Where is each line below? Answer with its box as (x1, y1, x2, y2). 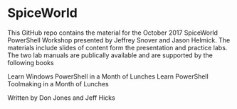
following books (7, 58, 55, 67)
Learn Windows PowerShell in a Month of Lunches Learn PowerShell (7, 72, 209, 81)
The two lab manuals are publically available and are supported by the (7, 51, 214, 59)
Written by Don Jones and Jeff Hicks (7, 93, 115, 102)
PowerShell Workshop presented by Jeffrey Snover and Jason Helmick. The (7, 35, 231, 44)
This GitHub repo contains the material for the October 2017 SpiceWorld (7, 28, 218, 37)
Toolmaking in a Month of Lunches (7, 79, 109, 88)
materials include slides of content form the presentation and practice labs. (7, 43, 228, 52)
